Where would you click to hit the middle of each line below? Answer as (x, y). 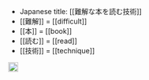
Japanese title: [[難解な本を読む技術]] (80, 11)
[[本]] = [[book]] (46, 31)
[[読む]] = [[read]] (48, 41)
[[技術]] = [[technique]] (57, 51)
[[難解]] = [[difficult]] (53, 21)
